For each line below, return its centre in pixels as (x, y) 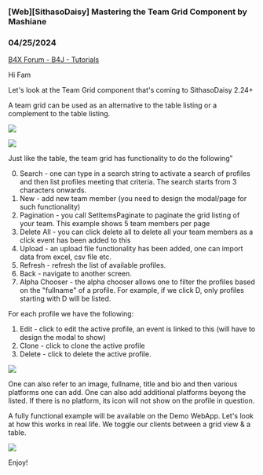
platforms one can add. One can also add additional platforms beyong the (127, 393)
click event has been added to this (75, 240)
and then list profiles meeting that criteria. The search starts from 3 (128, 182)
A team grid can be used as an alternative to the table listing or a (113, 105)
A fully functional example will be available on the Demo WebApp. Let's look (131, 416)
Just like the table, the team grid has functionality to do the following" (121, 159)
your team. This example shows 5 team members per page (115, 224)
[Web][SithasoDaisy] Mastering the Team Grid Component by (128, 12)
